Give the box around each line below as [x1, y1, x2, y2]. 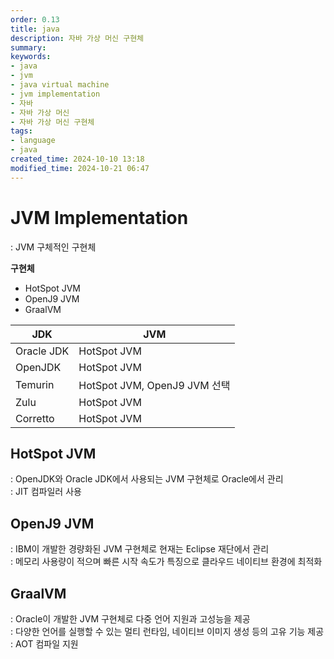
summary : [10, 42, 47, 53]
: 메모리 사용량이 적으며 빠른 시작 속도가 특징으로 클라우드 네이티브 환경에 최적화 [10, 556, 323, 568]
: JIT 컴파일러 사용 [10, 486, 82, 498]
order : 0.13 [10, 14, 60, 25]
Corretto [15, 411, 55, 425]
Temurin [15, 377, 55, 391]
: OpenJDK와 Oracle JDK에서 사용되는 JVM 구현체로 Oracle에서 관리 [10, 473, 284, 485]
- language [10, 136, 56, 146]
